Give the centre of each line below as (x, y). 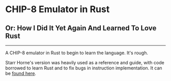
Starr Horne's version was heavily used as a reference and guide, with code (85, 63)
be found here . (21, 73)
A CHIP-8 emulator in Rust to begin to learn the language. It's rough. (77, 53)
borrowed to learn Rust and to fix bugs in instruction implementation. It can (84, 68)
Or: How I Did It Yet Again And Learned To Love (81, 28)
